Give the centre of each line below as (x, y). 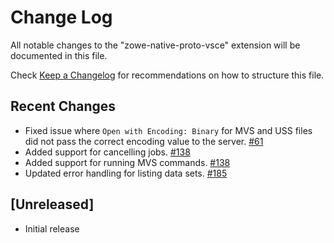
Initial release (52, 228)
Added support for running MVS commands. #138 (127, 162)
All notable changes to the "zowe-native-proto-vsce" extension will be (155, 45)
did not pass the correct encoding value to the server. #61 (144, 141)
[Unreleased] (52, 204)
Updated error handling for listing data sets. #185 (126, 173)
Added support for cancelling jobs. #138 (107, 152)
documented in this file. (59, 55)
